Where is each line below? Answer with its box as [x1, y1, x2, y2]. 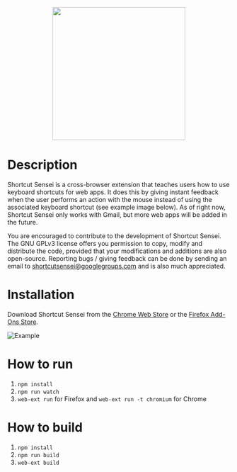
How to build [7, 420, 83, 435]
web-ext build [17, 459, 59, 466]
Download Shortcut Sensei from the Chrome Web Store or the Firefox [7, 310, 209, 318]
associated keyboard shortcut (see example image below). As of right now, [7, 203, 226, 211]
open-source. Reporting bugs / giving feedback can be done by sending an [7, 254, 227, 262]
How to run [7, 356, 74, 372]
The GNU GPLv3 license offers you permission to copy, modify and [7, 239, 203, 247]
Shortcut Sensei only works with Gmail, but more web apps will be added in [7, 210, 228, 219]
